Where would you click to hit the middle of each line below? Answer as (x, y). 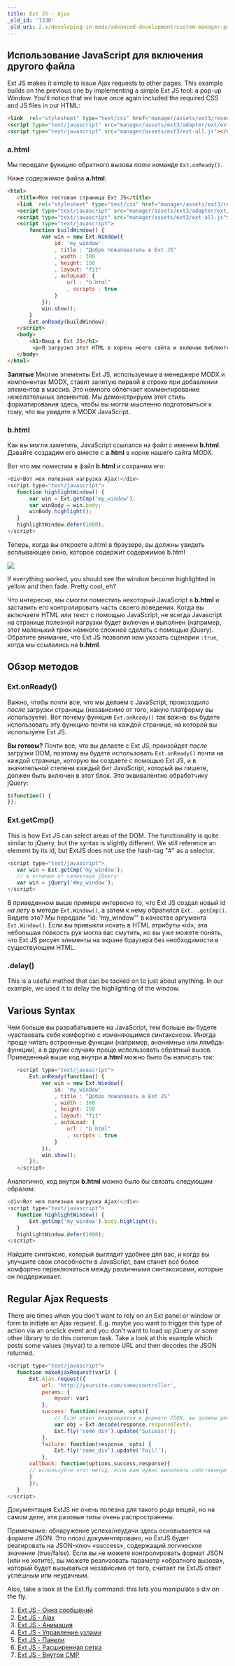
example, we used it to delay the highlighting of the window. (94, 989)
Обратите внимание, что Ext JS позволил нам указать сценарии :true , (113, 637)
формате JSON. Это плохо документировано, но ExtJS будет (98, 1538)
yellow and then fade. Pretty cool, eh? (62, 586)
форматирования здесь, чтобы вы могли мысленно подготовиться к (109, 404)
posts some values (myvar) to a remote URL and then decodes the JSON (112, 1346)
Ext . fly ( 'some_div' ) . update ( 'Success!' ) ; (115, 1431)
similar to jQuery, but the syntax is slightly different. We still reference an (112, 842)
